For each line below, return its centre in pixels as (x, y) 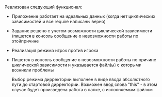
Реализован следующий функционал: (43, 7)
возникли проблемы (33, 70)
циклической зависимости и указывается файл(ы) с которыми (76, 65)
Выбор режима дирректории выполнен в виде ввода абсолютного (81, 79)
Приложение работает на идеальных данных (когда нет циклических (83, 16)
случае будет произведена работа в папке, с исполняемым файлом (82, 90)
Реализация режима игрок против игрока (55, 50)
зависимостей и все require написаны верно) (58, 21)
